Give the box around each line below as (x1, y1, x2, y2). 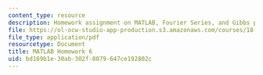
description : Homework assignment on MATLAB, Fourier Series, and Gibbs (8, 19, 250, 27)
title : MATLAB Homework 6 (8, 48, 92, 55)
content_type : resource (8, 11, 86, 20)
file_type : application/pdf (8, 33, 100, 41)
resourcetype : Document (8, 41, 86, 48)
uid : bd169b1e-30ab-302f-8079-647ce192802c (8, 55, 153, 63)
